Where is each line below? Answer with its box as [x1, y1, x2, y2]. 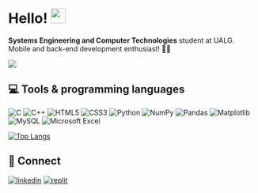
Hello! [8, 9, 48, 28]
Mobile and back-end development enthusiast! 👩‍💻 [8, 44, 172, 53]
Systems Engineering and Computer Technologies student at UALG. [8, 36, 235, 45]
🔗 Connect [8, 154, 61, 168]
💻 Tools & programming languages [8, 83, 185, 96]
